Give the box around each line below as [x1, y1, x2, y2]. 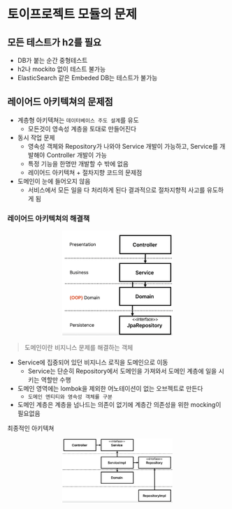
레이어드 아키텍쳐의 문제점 [7, 96, 113, 108]
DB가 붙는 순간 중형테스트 [17, 57, 88, 64]
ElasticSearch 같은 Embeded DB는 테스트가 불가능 [17, 74, 158, 82]
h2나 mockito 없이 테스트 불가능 [17, 65, 106, 73]
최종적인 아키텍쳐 [7, 424, 55, 433]
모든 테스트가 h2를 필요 [7, 36, 102, 48]
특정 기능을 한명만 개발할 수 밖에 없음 [27, 159, 129, 168]
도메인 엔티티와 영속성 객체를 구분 [27, 394, 113, 401]
